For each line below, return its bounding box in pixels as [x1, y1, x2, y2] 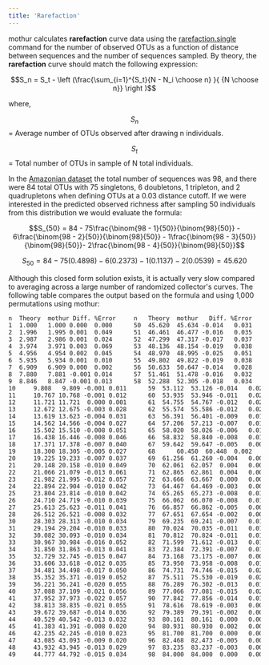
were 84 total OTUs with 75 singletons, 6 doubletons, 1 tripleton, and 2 [8, 182, 241, 192]
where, [8, 98, 32, 108]
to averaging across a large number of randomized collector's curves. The [8, 282, 254, 292]
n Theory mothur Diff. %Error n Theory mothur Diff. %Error [8, 314, 252, 322]
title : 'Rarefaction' [8, 11, 81, 20]
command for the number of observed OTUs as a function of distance [8, 42, 239, 52]
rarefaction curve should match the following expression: [8, 59, 199, 69]
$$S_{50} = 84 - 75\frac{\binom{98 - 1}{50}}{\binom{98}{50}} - [29, 223, 240, 233]
